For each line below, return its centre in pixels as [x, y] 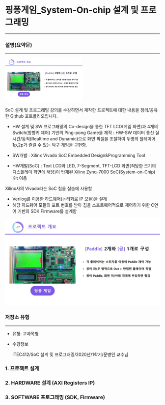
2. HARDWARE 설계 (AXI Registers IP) [50, 382]
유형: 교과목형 [26, 333]
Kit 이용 [20, 178]
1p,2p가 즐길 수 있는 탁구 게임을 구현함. [50, 145]
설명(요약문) [19, 45]
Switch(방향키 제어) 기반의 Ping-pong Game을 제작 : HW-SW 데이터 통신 [83, 133]
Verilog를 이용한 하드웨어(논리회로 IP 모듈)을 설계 [59, 199]
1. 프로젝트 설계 [22, 368]
